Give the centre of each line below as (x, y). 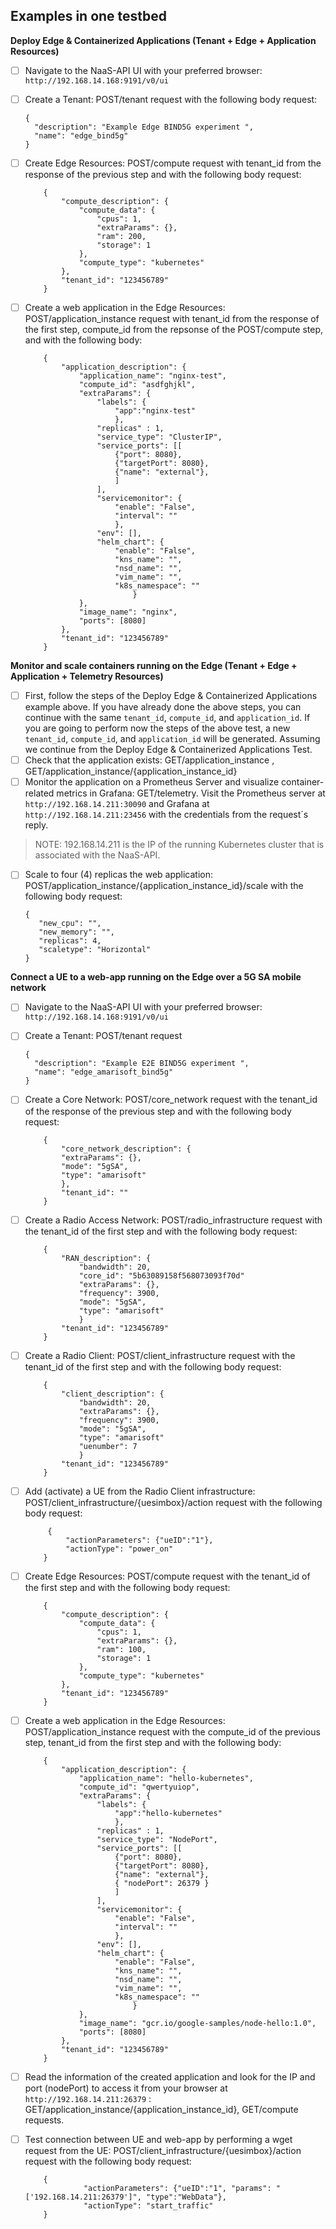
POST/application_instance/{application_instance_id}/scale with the (164, 886)
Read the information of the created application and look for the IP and (170, 2076)
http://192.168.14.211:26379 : (88, 2098)
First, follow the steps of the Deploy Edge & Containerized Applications (171, 696)
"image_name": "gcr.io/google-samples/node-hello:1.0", (197, 2023)
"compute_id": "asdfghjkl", (137, 385)
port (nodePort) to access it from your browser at (126, 2088)
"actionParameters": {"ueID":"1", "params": (177, 2188)
